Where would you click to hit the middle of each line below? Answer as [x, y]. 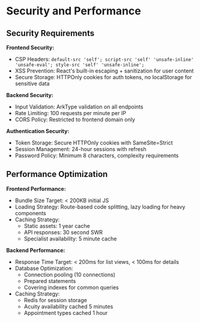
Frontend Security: [30, 47]
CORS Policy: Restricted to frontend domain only [75, 119]
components [30, 213]
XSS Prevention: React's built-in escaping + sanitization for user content [104, 71]
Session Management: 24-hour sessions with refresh [80, 149]
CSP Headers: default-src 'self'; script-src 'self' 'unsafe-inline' [104, 59]
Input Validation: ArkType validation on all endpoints [79, 107]
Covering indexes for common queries [71, 287]
